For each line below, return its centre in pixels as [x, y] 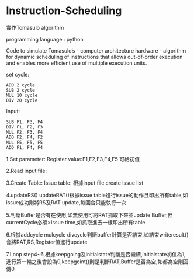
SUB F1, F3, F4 [25, 122]
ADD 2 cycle [20, 85]
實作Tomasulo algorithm [35, 27]
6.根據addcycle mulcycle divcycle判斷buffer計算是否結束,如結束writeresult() [97, 234]
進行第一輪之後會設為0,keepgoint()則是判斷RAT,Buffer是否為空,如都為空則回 [97, 262]
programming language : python [45, 39]
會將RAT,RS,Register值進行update [47, 242]
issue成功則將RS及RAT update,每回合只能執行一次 [66, 202]
